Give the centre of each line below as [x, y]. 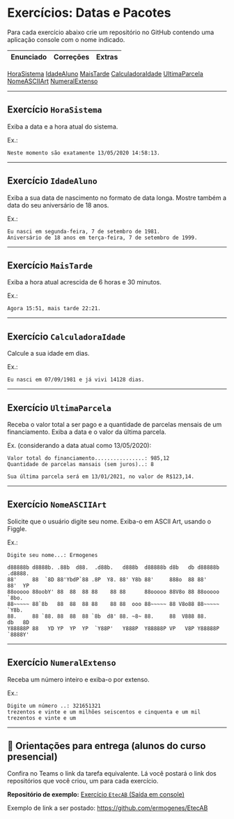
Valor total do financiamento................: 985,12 [88, 458]
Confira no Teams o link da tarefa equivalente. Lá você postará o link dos [112, 774]
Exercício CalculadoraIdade [66, 336]
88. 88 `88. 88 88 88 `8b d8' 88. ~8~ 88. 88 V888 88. [107, 616]
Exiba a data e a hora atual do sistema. [63, 126]
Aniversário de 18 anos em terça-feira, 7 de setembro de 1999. [102, 238]
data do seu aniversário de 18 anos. [58, 205]
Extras [107, 57]
